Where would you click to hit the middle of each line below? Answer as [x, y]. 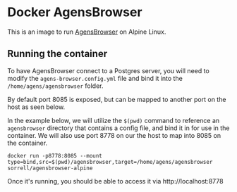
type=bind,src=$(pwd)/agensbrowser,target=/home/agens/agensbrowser [110, 162]
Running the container [57, 54]
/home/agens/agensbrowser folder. [55, 86]
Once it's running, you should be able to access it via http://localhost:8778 [115, 181]
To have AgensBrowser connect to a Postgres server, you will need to [108, 70]
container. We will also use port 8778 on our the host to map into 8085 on [114, 135]
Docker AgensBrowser [75, 12]
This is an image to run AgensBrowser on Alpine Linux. [87, 32]
